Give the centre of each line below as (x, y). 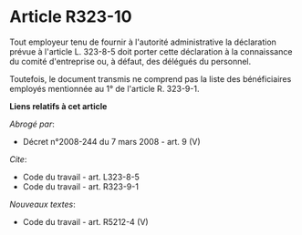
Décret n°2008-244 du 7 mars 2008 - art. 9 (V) (111, 141)
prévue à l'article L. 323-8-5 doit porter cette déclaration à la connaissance (151, 51)
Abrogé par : (32, 124)
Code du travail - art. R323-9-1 (81, 186)
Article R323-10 (71, 17)
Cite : (18, 159)
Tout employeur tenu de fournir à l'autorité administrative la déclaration (143, 42)
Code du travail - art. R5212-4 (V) (85, 221)
